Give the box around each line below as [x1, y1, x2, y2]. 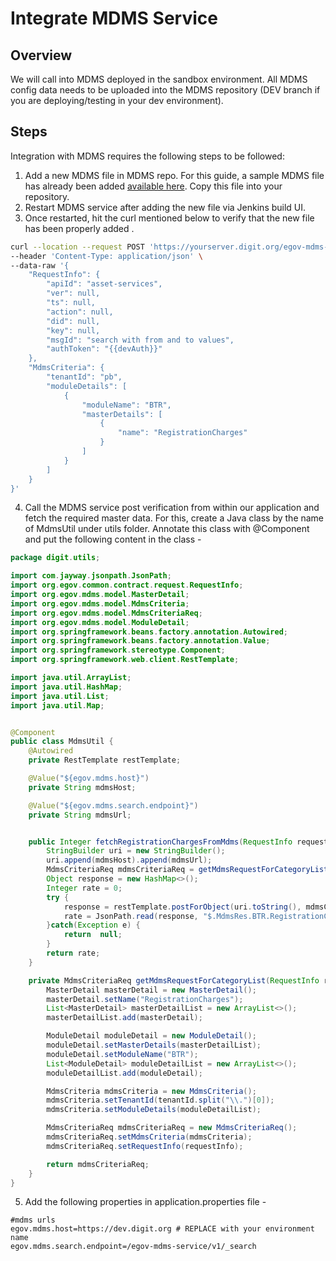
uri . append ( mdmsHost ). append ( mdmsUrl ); [46, 855, 213, 866]
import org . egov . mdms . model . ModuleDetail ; [10, 617, 190, 627]
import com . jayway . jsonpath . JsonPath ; [10, 571, 172, 581]
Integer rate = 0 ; [46, 883, 123, 893]
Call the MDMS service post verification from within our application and [24, 502, 320, 514]
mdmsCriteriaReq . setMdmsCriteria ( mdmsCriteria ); [46, 1132, 253, 1142]
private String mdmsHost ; [28, 782, 137, 792]
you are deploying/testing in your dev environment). [10, 95, 224, 106]
